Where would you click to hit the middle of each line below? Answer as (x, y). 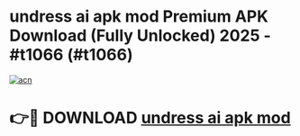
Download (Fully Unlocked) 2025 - (141, 36)
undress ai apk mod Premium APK (139, 17)
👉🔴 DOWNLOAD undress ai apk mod (150, 118)
